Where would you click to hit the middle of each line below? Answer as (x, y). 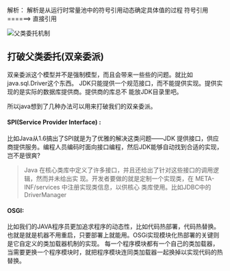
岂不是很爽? (24, 155)
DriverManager (45, 195)
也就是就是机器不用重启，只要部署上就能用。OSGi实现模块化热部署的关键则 (113, 235)
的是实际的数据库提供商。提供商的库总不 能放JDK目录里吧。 (98, 92)
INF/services (42, 188)
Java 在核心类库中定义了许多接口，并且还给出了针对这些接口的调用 (118, 170)
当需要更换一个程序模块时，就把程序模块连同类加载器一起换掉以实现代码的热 (115, 253)
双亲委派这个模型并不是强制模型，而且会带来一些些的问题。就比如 (100, 75)
